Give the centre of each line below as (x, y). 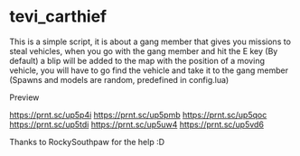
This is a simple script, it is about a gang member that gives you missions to (150, 41)
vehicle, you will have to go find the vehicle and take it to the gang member (149, 70)
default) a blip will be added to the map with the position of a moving (137, 60)
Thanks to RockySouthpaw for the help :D (87, 142)
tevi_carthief (58, 17)
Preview (24, 97)
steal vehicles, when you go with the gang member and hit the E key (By (144, 50)
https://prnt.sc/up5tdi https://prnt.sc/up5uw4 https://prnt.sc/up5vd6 (137, 124)
